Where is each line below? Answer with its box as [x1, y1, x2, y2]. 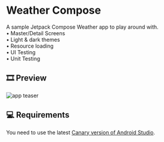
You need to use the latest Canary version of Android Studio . [6, 129, 155, 136]
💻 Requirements [6, 110, 70, 120]
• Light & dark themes [6, 36, 60, 43]
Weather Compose [6, 4, 101, 17]
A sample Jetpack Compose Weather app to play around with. [6, 23, 159, 30]
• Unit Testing [6, 55, 41, 62]
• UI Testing [6, 48, 36, 55]
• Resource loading [6, 42, 54, 50]
